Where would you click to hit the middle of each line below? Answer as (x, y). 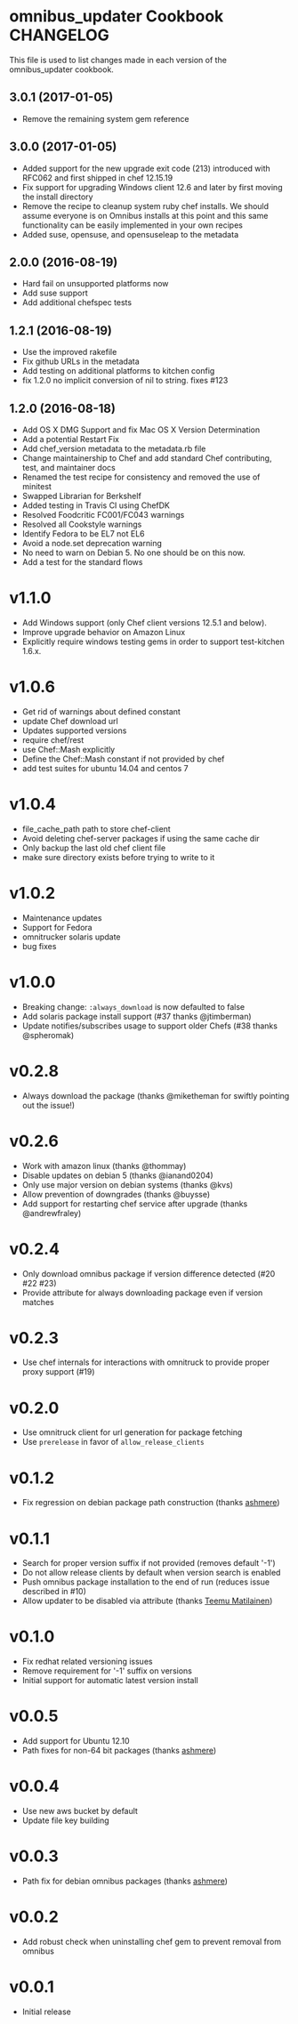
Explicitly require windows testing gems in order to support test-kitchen (153, 641)
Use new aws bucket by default (80, 1811)
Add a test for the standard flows (82, 562)
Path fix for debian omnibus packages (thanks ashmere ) (125, 1881)
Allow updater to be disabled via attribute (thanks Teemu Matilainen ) (147, 1601)
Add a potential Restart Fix (71, 439)
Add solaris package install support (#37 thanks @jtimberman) (137, 1016)
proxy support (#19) (58, 1372)
